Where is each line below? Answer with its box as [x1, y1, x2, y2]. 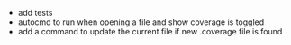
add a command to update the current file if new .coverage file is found [17, 26, 283, 36]
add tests [17, 8, 53, 18]
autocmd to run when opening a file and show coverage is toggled [17, 17, 265, 27]
